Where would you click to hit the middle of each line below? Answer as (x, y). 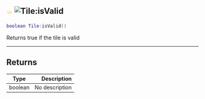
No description (53, 87)
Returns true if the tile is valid (43, 38)
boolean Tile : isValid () (37, 26)
